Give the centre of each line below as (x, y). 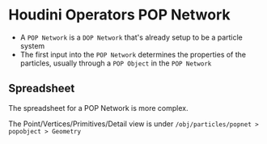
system (32, 45)
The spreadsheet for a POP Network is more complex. (98, 108)
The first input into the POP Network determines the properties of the (133, 54)
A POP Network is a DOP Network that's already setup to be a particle (131, 37)
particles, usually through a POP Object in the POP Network (116, 63)
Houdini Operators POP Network (119, 15)
